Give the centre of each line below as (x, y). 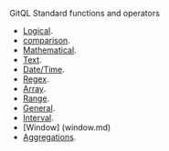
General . (39, 108)
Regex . (36, 79)
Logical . (37, 30)
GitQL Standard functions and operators (84, 13)
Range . (36, 98)
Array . (34, 89)
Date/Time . (44, 69)
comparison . (46, 40)
